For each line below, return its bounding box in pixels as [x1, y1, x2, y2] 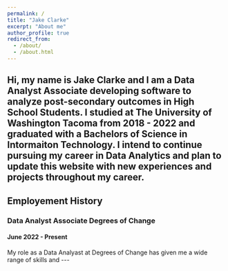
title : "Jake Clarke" [7, 17, 70, 24]
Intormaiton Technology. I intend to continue [7, 139, 202, 151]
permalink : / [7, 10, 45, 17]
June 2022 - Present [7, 233, 68, 241]
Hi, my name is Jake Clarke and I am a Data [7, 74, 195, 86]
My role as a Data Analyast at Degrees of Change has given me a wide [7, 248, 208, 256]
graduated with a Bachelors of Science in [7, 129, 188, 140]
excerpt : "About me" [7, 23, 67, 30]
